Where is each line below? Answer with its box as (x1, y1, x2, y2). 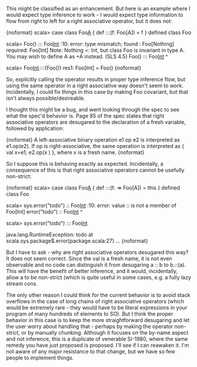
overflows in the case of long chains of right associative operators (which (6, 298, 184, 304)
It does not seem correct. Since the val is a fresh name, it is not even (6, 255, 172, 262)
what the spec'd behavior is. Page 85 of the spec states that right (6, 112, 165, 119)
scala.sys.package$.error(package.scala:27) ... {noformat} (6, 237, 148, 244)
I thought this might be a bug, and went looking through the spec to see (6, 106, 179, 113)
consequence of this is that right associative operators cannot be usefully (6, 166, 185, 173)
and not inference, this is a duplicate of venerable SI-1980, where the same (6, 336, 188, 342)
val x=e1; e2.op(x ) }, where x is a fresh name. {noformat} (6, 149, 145, 156)
